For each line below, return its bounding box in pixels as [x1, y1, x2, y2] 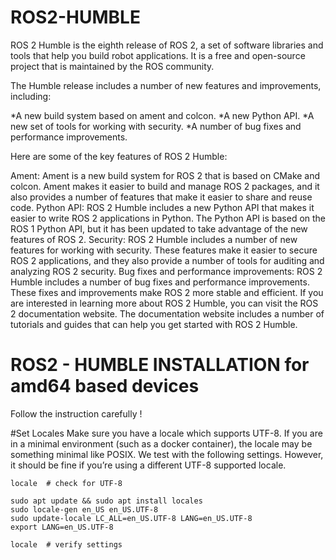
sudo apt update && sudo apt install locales [10, 496, 203, 506]
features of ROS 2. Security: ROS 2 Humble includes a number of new [10, 233, 298, 245]
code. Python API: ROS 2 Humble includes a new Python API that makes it [10, 201, 315, 213]
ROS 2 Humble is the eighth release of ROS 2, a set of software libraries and [10, 39, 324, 51]
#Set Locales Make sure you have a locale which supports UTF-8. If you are [10, 427, 323, 439]
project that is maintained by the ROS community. [10, 60, 215, 72]
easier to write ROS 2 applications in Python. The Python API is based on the [10, 212, 327, 224]
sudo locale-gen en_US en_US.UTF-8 [10, 504, 159, 515]
